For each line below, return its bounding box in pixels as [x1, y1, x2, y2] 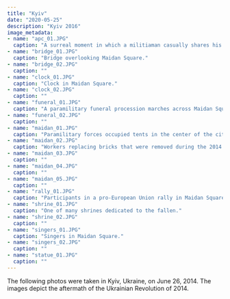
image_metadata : [7, 29, 53, 36]
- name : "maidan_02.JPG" [7, 138, 78, 144]
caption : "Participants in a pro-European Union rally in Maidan [13, 194, 204, 202]
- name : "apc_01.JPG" [7, 36, 69, 42]
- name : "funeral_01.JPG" [7, 99, 81, 106]
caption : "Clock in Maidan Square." [13, 80, 118, 87]
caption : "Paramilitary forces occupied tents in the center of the [13, 131, 213, 138]
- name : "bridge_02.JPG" [7, 61, 78, 68]
